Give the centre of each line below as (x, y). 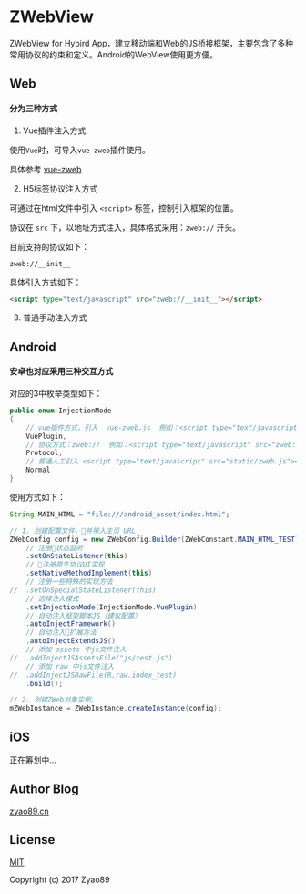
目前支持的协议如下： (49, 246)
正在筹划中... (33, 760)
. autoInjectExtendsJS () (71, 641)
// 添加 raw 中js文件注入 (70, 666)
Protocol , (45, 453)
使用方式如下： (37, 497)
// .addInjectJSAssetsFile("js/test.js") (91, 658)
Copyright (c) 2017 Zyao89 (60, 879)
